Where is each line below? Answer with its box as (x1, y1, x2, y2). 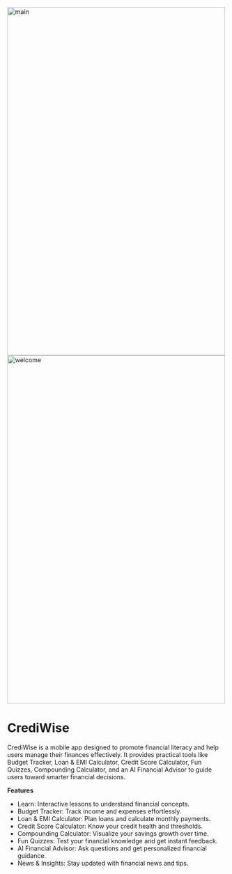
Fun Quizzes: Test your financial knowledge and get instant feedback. (17, 836, 218, 845)
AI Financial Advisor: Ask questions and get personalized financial (17, 844, 207, 852)
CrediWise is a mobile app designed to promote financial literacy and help (7, 743, 219, 751)
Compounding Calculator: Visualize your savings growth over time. (17, 829, 209, 838)
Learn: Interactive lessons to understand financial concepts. (17, 799, 190, 808)
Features (7, 786, 33, 795)
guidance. (17, 851, 47, 859)
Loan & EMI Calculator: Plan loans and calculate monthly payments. (17, 814, 211, 822)
